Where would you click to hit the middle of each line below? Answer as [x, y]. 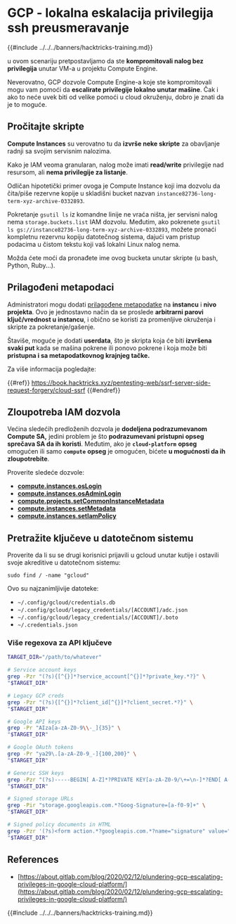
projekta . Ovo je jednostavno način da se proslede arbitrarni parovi [105, 312]
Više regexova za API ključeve [60, 643]
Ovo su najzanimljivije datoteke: [53, 589]
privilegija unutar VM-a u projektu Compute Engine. [83, 68]
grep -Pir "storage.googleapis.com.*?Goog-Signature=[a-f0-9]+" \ [106, 806]
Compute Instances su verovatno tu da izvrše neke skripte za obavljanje [113, 143]
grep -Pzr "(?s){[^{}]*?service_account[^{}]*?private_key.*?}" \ [106, 676]
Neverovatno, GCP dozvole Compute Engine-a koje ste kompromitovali [110, 82]
